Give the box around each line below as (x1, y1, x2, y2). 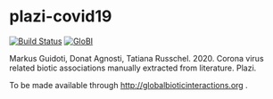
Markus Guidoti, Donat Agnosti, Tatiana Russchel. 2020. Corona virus (9, 53, 265, 63)
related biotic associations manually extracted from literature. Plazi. (9, 62, 257, 73)
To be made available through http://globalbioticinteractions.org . (9, 79, 248, 90)
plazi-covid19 (9, 6, 112, 27)
